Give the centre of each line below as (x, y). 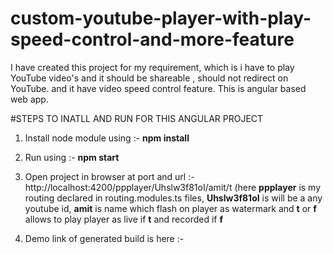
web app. (29, 99)
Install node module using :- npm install (107, 138)
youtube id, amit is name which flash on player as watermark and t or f (170, 208)
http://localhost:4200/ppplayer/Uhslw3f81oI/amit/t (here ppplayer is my (173, 187)
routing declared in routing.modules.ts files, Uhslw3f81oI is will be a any (173, 198)
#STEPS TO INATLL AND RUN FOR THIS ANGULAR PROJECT (137, 118)
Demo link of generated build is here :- (104, 238)
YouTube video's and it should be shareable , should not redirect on (149, 78)
